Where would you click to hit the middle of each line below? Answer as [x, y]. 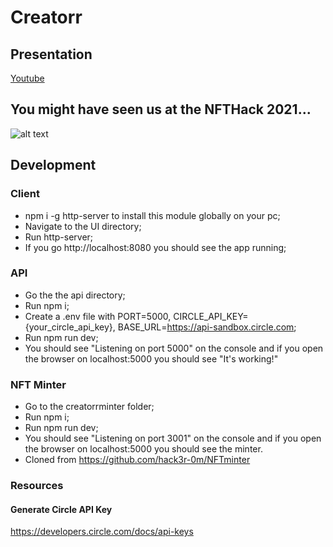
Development [53, 165]
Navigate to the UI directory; [83, 226]
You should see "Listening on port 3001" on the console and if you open [173, 438]
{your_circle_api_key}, [70, 327]
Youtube [27, 78]
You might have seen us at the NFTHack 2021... [161, 109]
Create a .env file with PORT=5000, [98, 316]
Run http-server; [59, 237]
